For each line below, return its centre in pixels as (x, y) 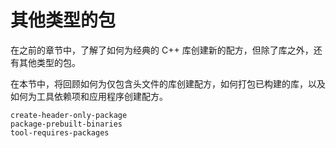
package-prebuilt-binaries (66, 124)
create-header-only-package (69, 115)
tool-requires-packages (60, 132)
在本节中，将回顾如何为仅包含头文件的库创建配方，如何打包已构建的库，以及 (168, 83)
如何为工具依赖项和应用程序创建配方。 (89, 96)
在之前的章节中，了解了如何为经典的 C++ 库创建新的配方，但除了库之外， (162, 50)
